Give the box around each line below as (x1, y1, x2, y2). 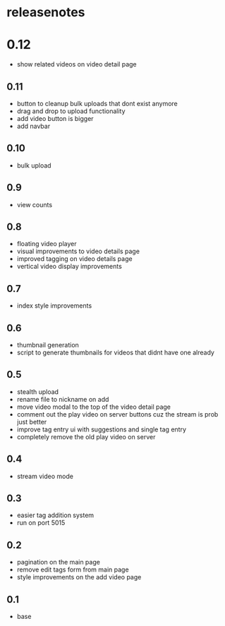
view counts (16, 200, 53, 209)
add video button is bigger (16, 114, 94, 122)
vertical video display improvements (16, 262, 123, 271)
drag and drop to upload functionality (16, 107, 126, 115)
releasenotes (6, 4, 85, 21)
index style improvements (16, 301, 92, 310)
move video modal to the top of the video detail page (16, 402, 171, 411)
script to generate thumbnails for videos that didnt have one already (16, 348, 214, 357)
